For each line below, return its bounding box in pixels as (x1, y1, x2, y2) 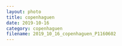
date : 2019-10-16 (6, 20, 50, 26)
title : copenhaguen (6, 14, 55, 20)
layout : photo (6, 8, 42, 15)
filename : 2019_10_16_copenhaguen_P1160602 (6, 31, 117, 37)
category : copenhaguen (6, 25, 63, 32)
